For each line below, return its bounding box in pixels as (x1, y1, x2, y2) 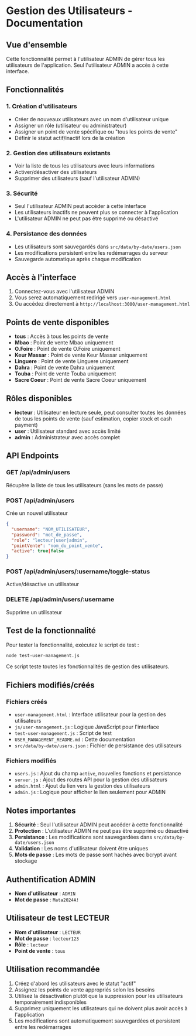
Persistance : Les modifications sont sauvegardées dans (14, 833, 153, 841)
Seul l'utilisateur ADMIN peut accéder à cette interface (14, 203, 146, 210)
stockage (14, 857, 37, 864)
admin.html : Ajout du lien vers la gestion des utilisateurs (14, 782, 150, 789)
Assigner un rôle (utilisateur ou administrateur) (14, 122, 127, 129)
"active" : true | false (11, 548, 64, 554)
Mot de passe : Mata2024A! (14, 896, 79, 903)
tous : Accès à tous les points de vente (14, 333, 109, 340)
